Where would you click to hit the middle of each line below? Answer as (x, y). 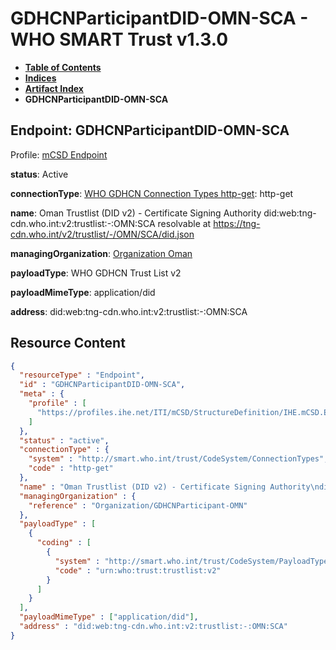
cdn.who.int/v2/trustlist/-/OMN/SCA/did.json (102, 234)
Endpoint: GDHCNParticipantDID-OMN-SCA (150, 130)
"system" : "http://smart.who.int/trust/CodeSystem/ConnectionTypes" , (178, 459)
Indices (40, 78)
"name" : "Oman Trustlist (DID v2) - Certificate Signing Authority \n (169, 487)
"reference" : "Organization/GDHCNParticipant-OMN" (138, 505)
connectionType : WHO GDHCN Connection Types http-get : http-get (152, 193)
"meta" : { (42, 394)
